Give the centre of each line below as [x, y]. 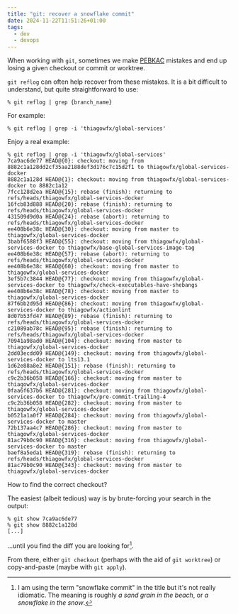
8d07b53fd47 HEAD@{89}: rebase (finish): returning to [90, 317]
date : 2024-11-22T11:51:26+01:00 [57, 21]
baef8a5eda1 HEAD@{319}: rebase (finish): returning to [91, 453]
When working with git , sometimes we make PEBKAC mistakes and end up [117, 60]
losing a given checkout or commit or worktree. [76, 68]
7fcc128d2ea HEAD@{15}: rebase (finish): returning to [90, 192]
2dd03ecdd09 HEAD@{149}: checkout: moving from [79, 353]
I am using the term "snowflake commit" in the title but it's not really [117, 587]
